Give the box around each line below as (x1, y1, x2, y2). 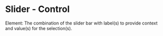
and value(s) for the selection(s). (5, 25, 72, 31)
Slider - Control (5, 3, 70, 15)
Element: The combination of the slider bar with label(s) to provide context (5, 20, 158, 26)
